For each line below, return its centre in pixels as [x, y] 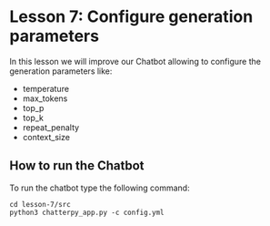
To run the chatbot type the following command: [100, 188]
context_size [46, 137]
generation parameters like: [61, 71]
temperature [46, 88]
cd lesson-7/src [40, 204]
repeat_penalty [51, 127]
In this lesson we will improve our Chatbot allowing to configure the [135, 61]
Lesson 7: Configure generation [131, 17]
